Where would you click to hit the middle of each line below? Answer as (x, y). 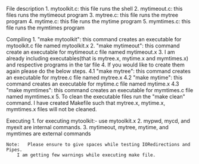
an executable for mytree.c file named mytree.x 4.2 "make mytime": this (94, 78)
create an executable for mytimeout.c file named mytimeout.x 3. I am (91, 52)
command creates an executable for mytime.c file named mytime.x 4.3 (93, 84)
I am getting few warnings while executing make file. (86, 155)
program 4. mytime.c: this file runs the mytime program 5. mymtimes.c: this (98, 21)
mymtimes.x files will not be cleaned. (52, 109)
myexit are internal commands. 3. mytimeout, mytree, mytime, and (87, 127)
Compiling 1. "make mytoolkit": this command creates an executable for (94, 39)
